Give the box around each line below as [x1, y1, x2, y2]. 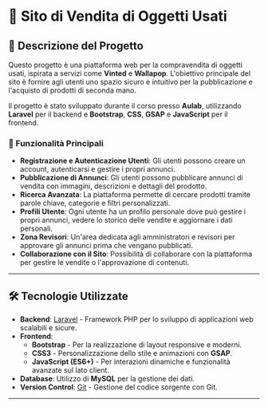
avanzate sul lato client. [31, 366, 110, 375]
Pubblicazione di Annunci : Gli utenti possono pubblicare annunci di [19, 173, 243, 183]
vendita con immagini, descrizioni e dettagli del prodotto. [19, 181, 207, 191]
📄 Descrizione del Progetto [8, 39, 144, 53]
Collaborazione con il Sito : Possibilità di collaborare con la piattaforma [19, 249, 253, 259]
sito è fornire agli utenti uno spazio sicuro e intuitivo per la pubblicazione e [8, 77, 253, 86]
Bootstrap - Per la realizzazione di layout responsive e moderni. [31, 340, 242, 350]
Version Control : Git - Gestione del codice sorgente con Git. [19, 382, 218, 392]
